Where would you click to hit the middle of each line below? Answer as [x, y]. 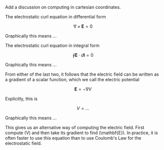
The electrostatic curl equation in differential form [56, 17]
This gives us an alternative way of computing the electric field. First [75, 127]
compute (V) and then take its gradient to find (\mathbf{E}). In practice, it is [82, 133]
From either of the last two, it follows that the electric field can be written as [82, 74]
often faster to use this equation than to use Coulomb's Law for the [73, 138]
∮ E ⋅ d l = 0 [83, 55]
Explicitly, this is [21, 99]
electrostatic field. [23, 143]
